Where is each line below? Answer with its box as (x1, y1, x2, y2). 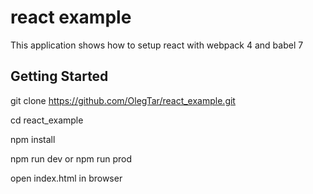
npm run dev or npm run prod (10, 152, 133, 165)
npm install (10, 133, 56, 145)
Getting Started (10, 68, 109, 85)
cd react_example (10, 114, 84, 126)
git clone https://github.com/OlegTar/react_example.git (10, 94, 236, 106)
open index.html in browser (10, 172, 123, 184)
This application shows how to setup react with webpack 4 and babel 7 (10, 39, 304, 51)
